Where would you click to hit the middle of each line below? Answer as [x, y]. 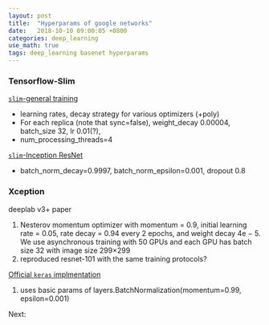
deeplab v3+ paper [40, 209]
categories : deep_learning [53, 38]
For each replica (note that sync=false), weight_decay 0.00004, [125, 123]
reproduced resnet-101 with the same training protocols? [113, 258]
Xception [26, 192]
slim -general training [43, 99]
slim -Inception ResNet [46, 155]
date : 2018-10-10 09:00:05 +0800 [68, 30]
